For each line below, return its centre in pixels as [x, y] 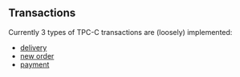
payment [35, 64]
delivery [33, 48]
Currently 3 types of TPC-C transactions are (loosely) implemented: [120, 32]
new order [37, 56]
